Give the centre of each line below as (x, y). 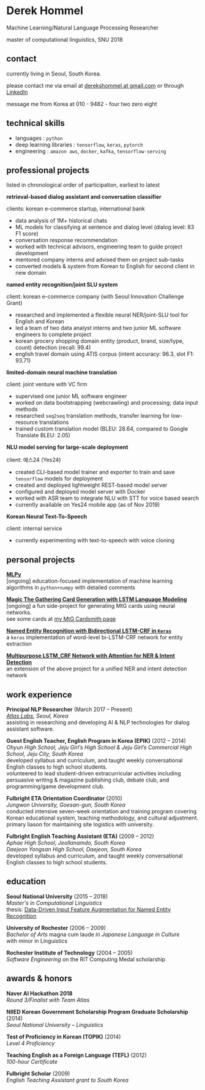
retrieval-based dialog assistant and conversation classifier (84, 197)
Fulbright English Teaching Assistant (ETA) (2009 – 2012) (80, 836)
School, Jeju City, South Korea (45, 754)
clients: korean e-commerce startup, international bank (76, 209)
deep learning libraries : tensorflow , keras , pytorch (79, 144)
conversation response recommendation (66, 240)
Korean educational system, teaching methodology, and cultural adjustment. (102, 818)
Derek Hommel (45, 11)
